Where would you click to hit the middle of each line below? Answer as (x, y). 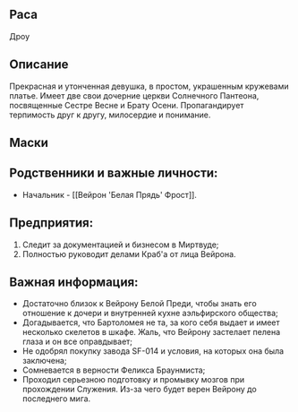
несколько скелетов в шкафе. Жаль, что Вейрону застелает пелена (151, 332)
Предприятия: (51, 223)
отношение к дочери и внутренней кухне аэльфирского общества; (150, 313)
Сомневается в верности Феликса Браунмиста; (114, 370)
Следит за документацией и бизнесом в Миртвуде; (120, 245)
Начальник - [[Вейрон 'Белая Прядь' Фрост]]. (109, 194)
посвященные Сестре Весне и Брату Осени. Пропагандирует (127, 105)
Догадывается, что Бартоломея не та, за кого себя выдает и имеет (151, 322)
